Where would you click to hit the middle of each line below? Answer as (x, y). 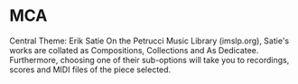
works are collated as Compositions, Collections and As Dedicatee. (134, 50)
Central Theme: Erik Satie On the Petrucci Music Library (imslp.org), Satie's (149, 41)
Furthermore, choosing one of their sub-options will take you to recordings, (149, 60)
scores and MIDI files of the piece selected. (90, 70)
